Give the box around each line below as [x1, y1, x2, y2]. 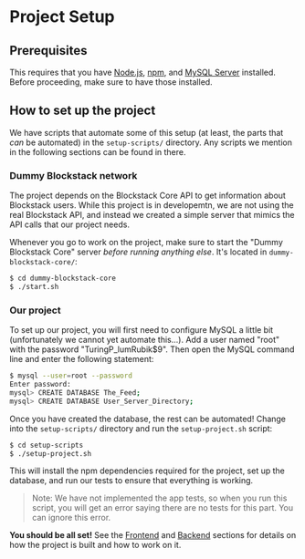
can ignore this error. [31, 512, 111, 523]
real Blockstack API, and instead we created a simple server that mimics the [9, 210, 295, 221]
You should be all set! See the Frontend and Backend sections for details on [9, 530, 297, 541]
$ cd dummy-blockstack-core [9, 274, 117, 284]
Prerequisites [9, 43, 88, 58]
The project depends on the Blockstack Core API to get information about [9, 190, 286, 202]
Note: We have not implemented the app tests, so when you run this [31, 492, 288, 503]
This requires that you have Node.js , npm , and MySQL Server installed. [9, 67, 277, 78]
